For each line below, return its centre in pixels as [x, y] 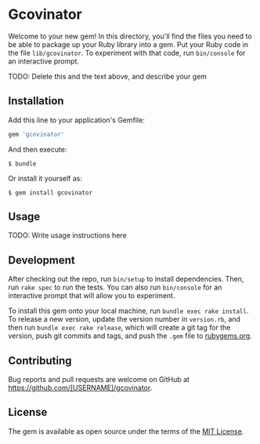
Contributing [40, 360]
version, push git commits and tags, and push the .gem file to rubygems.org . [130, 336]
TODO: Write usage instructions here [67, 235]
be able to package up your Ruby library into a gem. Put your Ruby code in [128, 44]
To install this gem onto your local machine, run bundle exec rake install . [128, 311]
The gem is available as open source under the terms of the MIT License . [126, 431]
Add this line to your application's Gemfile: [76, 120]
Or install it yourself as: [45, 178]
